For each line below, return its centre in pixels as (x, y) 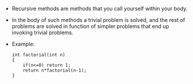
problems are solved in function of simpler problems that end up (90, 26)
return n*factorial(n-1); (55, 70)
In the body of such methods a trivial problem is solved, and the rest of (98, 20)
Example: (23, 44)
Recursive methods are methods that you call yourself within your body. (100, 9)
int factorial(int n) (38, 55)
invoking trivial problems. (42, 33)
